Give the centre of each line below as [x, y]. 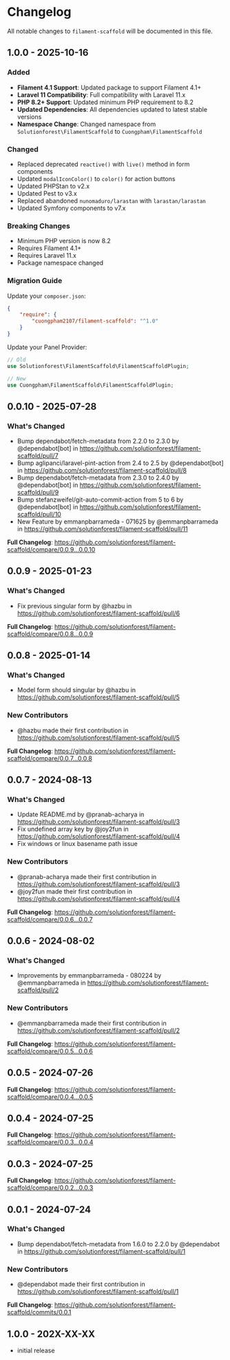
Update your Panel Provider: [47, 347]
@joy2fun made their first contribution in [75, 891]
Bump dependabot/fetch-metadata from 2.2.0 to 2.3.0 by [98, 441]
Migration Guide [35, 281]
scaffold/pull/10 [39, 515]
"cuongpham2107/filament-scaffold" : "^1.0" [95, 321]
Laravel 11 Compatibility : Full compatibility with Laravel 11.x [101, 94]
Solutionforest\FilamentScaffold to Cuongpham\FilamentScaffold [109, 131]
